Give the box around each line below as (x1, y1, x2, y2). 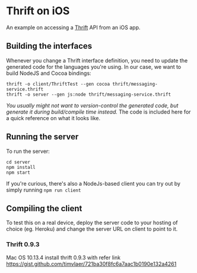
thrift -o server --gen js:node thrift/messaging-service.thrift (6, 91, 171, 98)
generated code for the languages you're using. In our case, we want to (6, 63, 182, 70)
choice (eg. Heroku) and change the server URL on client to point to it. (6, 225, 178, 233)
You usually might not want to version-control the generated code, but (6, 102, 179, 109)
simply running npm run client (6, 186, 81, 193)
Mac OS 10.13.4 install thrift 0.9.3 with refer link (6, 254, 120, 261)
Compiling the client (6, 203, 82, 214)
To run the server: (6, 148, 50, 155)
